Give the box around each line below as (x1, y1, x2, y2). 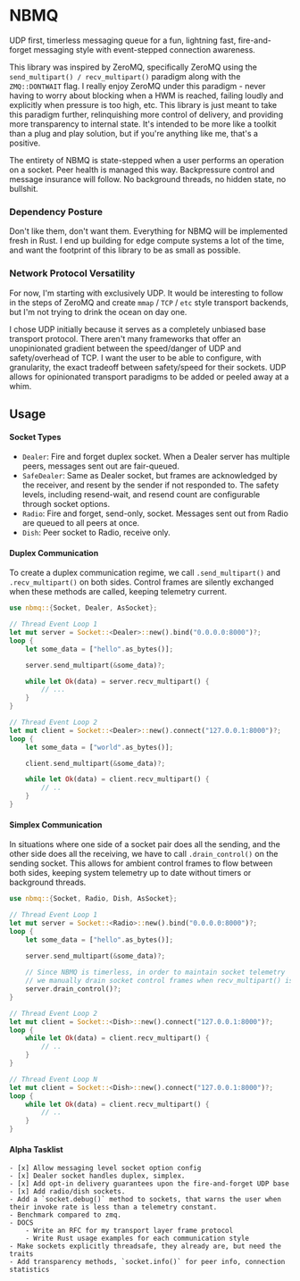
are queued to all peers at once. (21, 518, 140, 528)
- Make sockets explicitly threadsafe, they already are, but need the (9, 1242, 281, 1251)
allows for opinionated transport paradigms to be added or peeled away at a (9, 371, 289, 382)
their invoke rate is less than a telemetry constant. (9, 1202, 218, 1212)
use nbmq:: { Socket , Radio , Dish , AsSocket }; (9, 894, 178, 903)
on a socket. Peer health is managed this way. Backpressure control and (9, 164, 275, 175)
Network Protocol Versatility (9, 267, 136, 279)
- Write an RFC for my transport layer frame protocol (25, 1227, 234, 1235)
